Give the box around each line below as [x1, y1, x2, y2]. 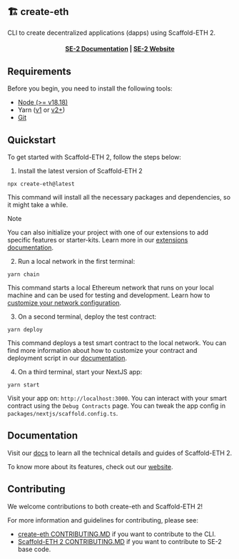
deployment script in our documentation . [7, 354, 127, 362]
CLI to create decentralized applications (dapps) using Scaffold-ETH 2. [7, 28, 216, 37]
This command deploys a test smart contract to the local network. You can [7, 339, 227, 347]
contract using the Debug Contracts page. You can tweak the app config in [7, 401, 226, 410]
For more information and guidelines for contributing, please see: [7, 516, 198, 524]
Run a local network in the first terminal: [17, 257, 136, 266]
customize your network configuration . [7, 299, 122, 307]
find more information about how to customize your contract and [7, 347, 198, 355]
